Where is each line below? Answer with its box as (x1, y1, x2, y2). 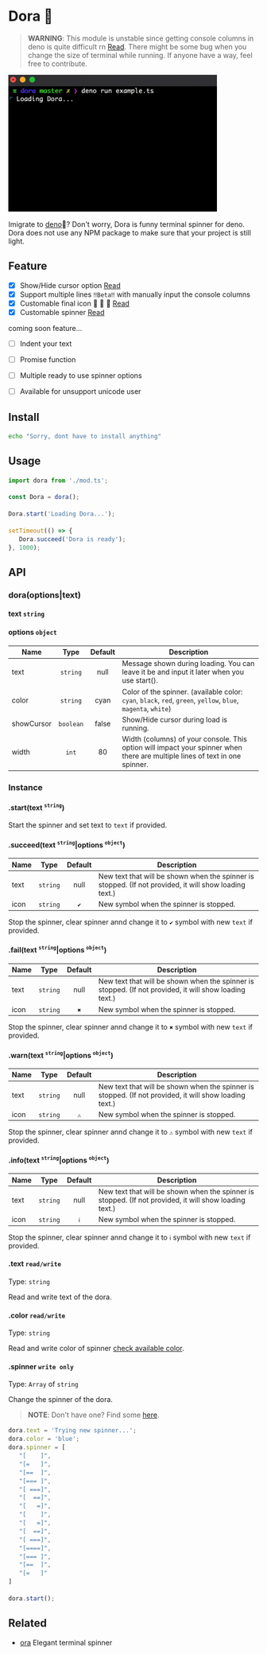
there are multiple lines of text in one (122, 751, 242, 761)
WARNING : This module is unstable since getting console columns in (27, 33, 254, 43)
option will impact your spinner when (122, 743, 242, 753)
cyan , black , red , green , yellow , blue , (122, 695, 239, 705)
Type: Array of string (8, 1380, 79, 1389)
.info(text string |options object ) (8, 1155, 110, 1165)
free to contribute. (27, 59, 87, 68)
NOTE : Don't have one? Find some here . (27, 1410, 160, 1419)
